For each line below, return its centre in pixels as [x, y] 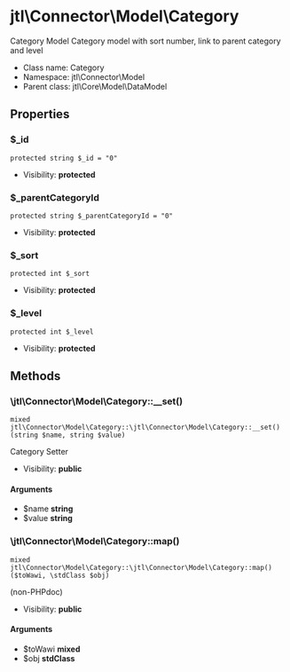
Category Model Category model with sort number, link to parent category [146, 41]
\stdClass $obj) [79, 575]
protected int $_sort [50, 274]
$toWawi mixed [51, 649]
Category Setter [39, 452]
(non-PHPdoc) [36, 591]
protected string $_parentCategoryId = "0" [92, 216]
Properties [40, 114]
